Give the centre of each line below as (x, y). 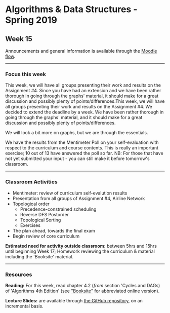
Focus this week (26, 74)
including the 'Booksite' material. (39, 256)
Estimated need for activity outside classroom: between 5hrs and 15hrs (81, 246)
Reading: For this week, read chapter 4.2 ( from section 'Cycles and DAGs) (83, 285)
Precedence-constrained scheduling (58, 209)
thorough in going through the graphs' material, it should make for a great (82, 96)
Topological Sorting (40, 220)
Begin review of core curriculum (46, 236)
